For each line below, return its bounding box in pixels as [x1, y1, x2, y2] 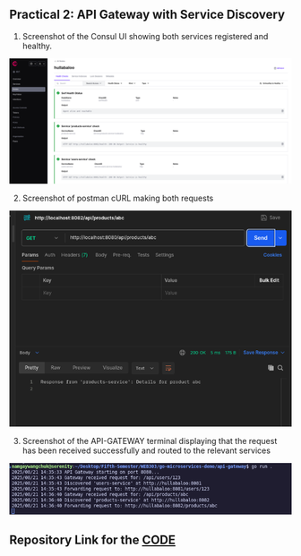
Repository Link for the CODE [9, 532, 176, 547]
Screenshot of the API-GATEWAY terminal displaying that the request [21, 436, 278, 447]
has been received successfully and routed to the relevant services [21, 445, 271, 456]
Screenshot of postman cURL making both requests [21, 192, 214, 204]
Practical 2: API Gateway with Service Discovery [9, 7, 285, 22]
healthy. [21, 40, 52, 51]
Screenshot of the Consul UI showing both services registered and [21, 30, 269, 41]
